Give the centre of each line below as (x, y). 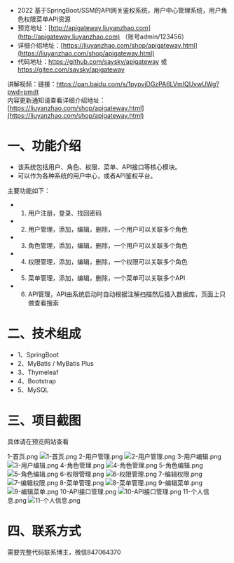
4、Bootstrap (36, 380)
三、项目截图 (44, 421)
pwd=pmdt (23, 92)
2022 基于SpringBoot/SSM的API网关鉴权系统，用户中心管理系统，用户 (119, 10)
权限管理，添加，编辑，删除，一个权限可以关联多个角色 (108, 261)
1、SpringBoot (38, 355)
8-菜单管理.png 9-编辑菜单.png (131, 482)
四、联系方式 (44, 531)
